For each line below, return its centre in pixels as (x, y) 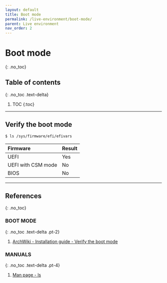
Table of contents (33, 83)
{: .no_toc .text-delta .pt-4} (33, 265)
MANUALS (18, 254)
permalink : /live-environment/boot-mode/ (49, 19)
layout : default (22, 10)
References (23, 196)
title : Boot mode (23, 14)
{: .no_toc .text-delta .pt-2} (32, 232)
